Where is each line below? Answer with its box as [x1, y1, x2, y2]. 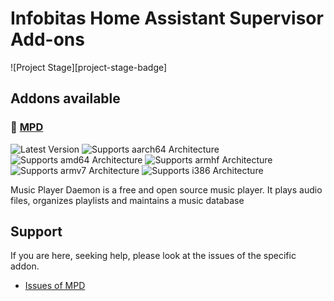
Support [10, 223, 63, 241]
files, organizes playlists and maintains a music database [10, 194, 245, 206]
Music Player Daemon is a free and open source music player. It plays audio [10, 183, 323, 196]
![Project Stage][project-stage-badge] [10, 61, 168, 73]
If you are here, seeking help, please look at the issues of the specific [10, 250, 297, 262]
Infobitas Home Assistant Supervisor [10, 7, 324, 30]
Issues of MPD [24, 280, 86, 292]
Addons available [10, 90, 121, 107]
